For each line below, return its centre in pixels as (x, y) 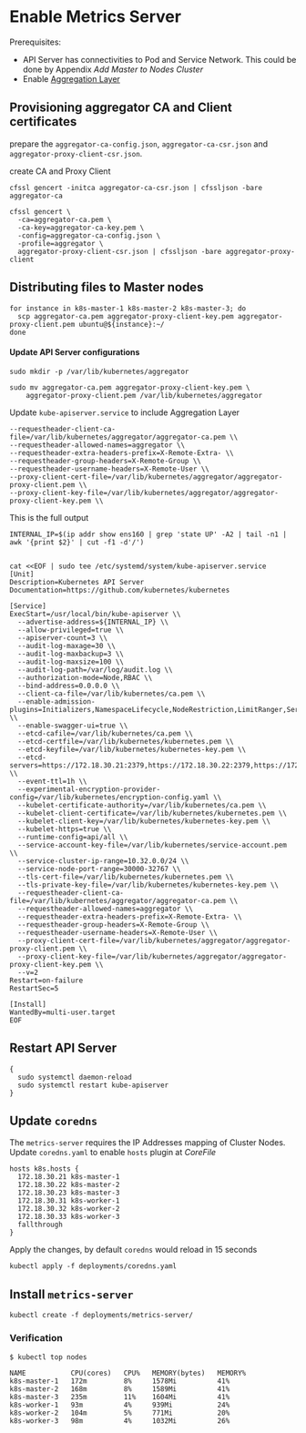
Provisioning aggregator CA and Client (121, 108)
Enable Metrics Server (96, 17)
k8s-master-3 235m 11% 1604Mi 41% (120, 1397)
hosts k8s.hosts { (44, 1169)
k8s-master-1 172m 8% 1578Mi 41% (120, 1381)
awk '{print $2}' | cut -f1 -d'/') (77, 542)
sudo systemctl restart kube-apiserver (93, 1085)
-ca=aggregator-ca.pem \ (65, 219)
